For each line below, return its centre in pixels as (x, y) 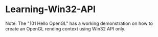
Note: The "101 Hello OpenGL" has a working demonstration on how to (79, 23)
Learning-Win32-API (51, 9)
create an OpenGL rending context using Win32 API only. (65, 28)
